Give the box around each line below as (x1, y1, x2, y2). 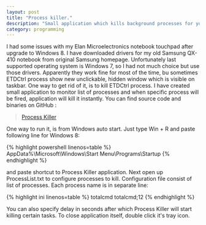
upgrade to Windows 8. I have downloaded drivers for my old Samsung (6, 50, 186, 57)
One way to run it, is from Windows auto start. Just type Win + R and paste (6, 125, 196, 132)
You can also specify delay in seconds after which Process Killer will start (6, 205, 192, 213)
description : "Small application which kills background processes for (6, 20, 193, 26)
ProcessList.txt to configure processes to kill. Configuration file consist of (6, 175, 192, 183)
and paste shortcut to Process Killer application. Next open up (6, 169, 164, 176)
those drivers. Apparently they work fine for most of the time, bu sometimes (6, 69, 198, 77)
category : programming (6, 26, 64, 32)
